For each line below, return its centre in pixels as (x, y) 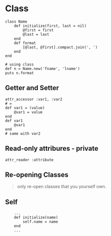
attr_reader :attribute (29, 160)
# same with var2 (23, 133)
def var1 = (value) (25, 108)
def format (25, 43)
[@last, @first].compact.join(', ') (60, 47)
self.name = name (40, 222)
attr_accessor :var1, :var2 (34, 99)
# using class (20, 64)
